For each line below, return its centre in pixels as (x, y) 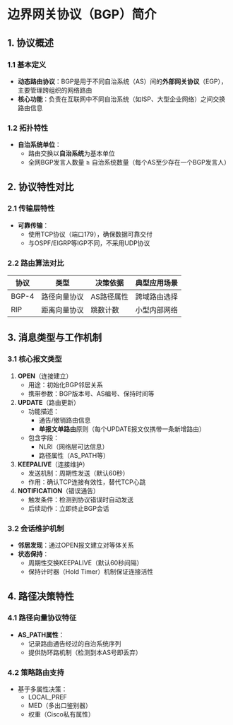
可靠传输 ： (33, 225)
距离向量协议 (62, 310)
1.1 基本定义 (27, 64)
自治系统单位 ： (39, 145)
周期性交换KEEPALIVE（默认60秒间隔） (85, 563)
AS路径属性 (109, 297)
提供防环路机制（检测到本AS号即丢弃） (85, 652)
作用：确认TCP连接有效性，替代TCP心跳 (87, 482)
